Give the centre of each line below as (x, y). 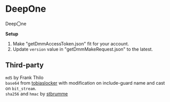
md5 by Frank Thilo (24, 78)
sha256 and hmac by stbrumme (37, 94)
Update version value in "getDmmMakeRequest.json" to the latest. (83, 49)
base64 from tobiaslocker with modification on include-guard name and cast (85, 83)
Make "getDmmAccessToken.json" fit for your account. (71, 43)
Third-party (25, 65)
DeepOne (26, 9)
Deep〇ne (16, 23)
